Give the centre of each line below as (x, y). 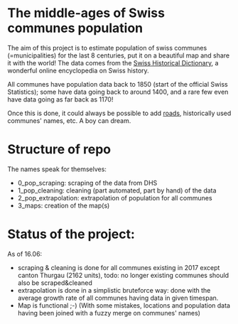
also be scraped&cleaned (55, 283)
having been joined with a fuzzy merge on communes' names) (109, 313)
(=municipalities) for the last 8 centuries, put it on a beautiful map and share (119, 55)
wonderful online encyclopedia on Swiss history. (78, 70)
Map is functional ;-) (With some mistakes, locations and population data (124, 305)
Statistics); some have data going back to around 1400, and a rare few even (118, 92)
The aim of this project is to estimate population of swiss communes (107, 48)
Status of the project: (71, 234)
